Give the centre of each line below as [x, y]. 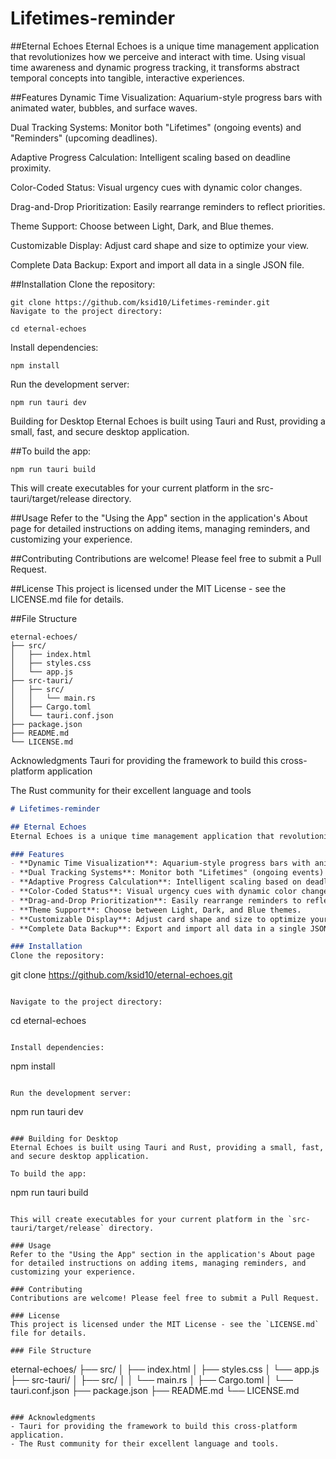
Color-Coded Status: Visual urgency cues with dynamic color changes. [156, 187]
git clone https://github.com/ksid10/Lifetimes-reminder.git [140, 302]
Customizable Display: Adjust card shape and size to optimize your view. [160, 245]
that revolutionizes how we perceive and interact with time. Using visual [158, 56]
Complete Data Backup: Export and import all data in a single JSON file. [157, 264]
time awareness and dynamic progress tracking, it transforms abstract [155, 67]
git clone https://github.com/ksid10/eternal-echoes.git [121, 975]
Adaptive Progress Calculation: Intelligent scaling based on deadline [150, 157]
